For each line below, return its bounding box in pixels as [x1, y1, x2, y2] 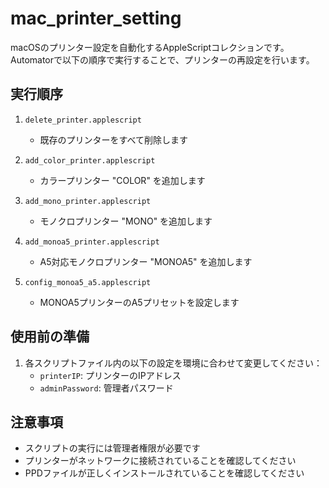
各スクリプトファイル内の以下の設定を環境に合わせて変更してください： [24, 357, 323, 369]
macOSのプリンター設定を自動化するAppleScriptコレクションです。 [10, 41, 290, 53]
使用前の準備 [10, 328, 90, 346]
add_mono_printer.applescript [24, 196, 152, 206]
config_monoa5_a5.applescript [24, 277, 152, 287]
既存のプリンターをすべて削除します [39, 133, 189, 146]
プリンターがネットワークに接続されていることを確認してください [24, 455, 297, 467]
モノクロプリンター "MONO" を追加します [39, 215, 213, 227]
